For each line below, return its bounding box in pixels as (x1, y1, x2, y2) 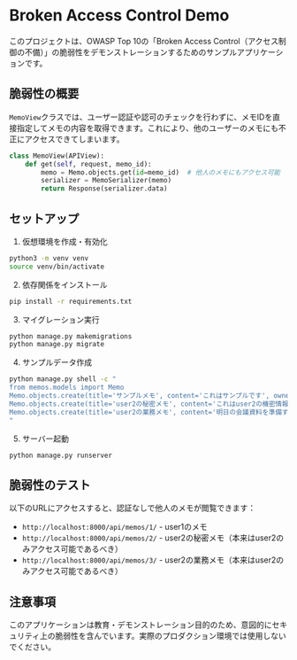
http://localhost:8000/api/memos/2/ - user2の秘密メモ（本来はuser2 (21, 532, 277, 543)
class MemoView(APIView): (9, 151, 104, 160)
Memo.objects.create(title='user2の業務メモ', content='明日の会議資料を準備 (9, 408, 283, 416)
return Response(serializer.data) (41, 184, 168, 193)
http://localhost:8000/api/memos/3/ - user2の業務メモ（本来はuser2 (21, 555, 277, 565)
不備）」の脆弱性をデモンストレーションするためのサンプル (24, 46, 238, 58)
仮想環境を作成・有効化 (21, 236, 108, 246)
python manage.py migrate (9, 340, 104, 349)
